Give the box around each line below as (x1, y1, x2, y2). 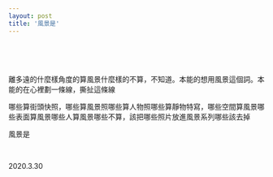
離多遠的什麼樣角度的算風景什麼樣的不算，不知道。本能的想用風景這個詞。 (8, 74, 258, 84)
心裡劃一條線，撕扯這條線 (29, 84, 115, 94)
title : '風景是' (8, 19, 60, 28)
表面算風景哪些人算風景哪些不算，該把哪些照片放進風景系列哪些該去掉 (15, 111, 250, 122)
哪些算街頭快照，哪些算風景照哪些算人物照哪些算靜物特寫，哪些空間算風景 (8, 101, 258, 111)
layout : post (8, 11, 53, 20)
